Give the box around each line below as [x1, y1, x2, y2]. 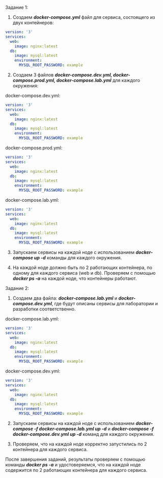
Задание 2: [5, 285, 30, 291]
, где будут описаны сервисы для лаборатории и [51, 301, 158, 306]
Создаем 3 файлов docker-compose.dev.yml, [12, 72, 113, 78]
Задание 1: [5, 5, 29, 10]
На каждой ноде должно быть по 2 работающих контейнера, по [12, 264, 153, 271]
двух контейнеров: [12, 20, 54, 25]
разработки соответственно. [12, 306, 76, 312]
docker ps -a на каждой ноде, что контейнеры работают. [12, 275, 137, 281]
